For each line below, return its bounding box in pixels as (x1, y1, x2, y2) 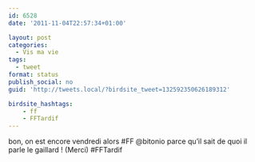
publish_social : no (8, 77, 74, 86)
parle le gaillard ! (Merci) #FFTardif (8, 145, 122, 155)
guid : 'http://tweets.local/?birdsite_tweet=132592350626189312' (8, 85, 230, 93)
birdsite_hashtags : (8, 100, 74, 108)
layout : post (8, 34, 52, 41)
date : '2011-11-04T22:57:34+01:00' (8, 19, 127, 27)
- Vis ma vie (15, 49, 59, 57)
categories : (8, 41, 48, 49)
